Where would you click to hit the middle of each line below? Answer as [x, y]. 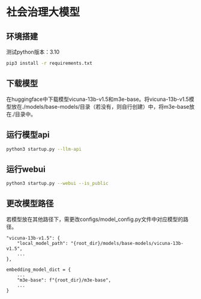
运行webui [26, 169]
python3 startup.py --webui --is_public [58, 184]
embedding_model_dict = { [38, 270]
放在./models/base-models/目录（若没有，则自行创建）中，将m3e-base [100, 106]
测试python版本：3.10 [33, 52]
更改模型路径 [30, 204]
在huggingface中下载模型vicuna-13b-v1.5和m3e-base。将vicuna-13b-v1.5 [97, 99]
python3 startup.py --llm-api [44, 149]
